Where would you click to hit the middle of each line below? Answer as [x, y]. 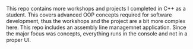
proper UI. [19, 40]
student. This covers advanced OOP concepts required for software [89, 15]
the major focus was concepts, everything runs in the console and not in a [97, 34]
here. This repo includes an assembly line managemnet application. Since [96, 27]
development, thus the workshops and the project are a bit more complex [96, 21]
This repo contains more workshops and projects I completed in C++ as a [96, 9]
